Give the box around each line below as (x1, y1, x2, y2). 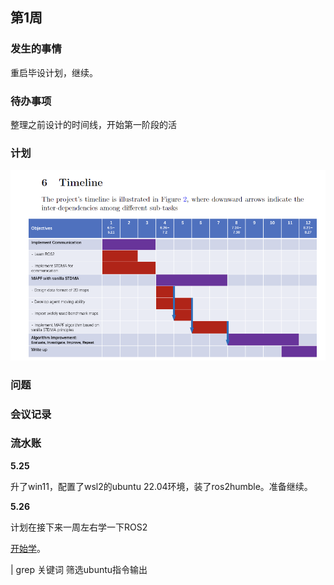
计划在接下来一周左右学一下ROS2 (10, 521, 148, 533)
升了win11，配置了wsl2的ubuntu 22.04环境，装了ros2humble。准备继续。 (10, 480, 313, 492)
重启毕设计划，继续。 (10, 66, 98, 78)
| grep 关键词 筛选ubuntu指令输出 (10, 563, 148, 575)
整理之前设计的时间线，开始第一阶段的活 (10, 118, 177, 130)
